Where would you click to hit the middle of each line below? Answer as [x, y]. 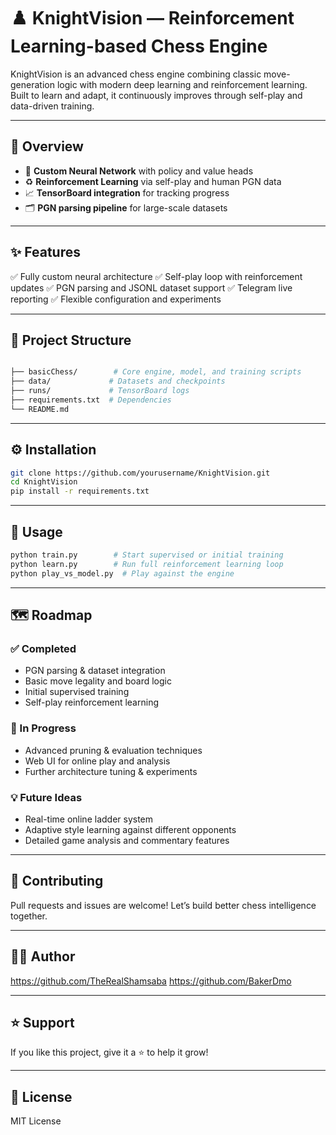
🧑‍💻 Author [43, 956]
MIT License [36, 1121]
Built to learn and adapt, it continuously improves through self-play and [156, 95]
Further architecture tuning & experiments [111, 771]
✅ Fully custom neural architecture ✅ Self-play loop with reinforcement [156, 276]
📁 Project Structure [71, 340]
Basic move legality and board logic [98, 681]
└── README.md [40, 409]
